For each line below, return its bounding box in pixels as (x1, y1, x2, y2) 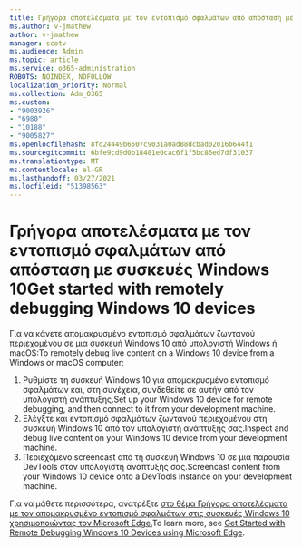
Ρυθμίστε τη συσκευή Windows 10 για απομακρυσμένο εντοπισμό (22, 375, 270, 386)
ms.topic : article (9, 55, 79, 64)
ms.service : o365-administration (9, 64, 136, 73)
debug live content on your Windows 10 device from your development (22, 433, 287, 444)
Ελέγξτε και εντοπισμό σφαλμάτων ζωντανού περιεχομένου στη (22, 414, 268, 425)
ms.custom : (9, 97, 51, 107)
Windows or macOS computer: (9, 357, 124, 368)
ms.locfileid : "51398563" (9, 182, 107, 191)
